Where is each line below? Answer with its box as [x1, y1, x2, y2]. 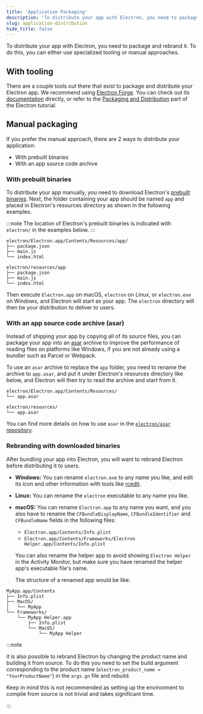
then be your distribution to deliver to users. [6, 304, 116, 311]
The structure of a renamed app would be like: [14, 576, 131, 583]
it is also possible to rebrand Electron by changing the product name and [6, 652, 187, 660]
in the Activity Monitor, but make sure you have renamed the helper [14, 558, 183, 565]
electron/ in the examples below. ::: [6, 226, 95, 234]
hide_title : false [6, 25, 53, 32]
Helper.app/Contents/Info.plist [24, 541, 106, 547]
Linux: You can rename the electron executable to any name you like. [14, 492, 189, 499]
